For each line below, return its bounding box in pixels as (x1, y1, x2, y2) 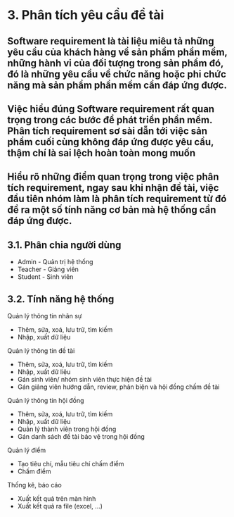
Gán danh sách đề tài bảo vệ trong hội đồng (17, 432, 145, 440)
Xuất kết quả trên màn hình (17, 494, 96, 503)
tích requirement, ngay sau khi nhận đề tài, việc (7, 182, 219, 194)
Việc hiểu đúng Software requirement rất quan (7, 103, 215, 115)
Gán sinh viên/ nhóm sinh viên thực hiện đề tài (17, 375, 152, 383)
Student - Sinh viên (17, 273, 74, 281)
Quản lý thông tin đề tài (7, 346, 75, 355)
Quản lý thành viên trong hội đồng (17, 425, 117, 433)
